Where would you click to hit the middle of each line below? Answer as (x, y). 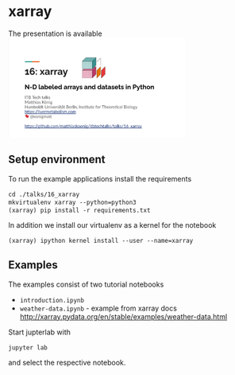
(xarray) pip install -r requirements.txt (79, 210)
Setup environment (57, 160)
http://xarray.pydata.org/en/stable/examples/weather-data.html (123, 316)
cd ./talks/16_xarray (44, 194)
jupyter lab (28, 348)
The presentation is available (55, 33)
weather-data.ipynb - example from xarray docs (98, 308)
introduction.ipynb (52, 300)
